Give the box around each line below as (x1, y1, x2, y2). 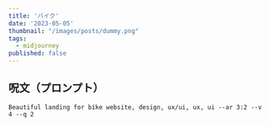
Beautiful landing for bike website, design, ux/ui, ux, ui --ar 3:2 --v (8, 103, 263, 111)
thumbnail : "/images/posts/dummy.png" (8, 27, 139, 35)
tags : (8, 34, 27, 43)
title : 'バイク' (8, 11, 59, 20)
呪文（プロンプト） (8, 82, 104, 95)
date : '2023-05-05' (8, 19, 74, 27)
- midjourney (15, 42, 60, 50)
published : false (8, 49, 67, 57)
